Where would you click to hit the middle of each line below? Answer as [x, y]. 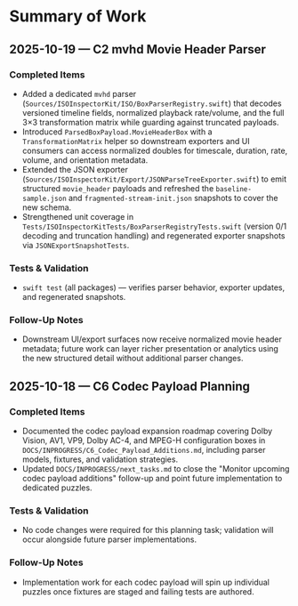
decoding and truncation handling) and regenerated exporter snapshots [153, 235]
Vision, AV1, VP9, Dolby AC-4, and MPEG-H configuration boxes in [144, 440]
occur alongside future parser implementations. [109, 539]
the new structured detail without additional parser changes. [133, 359]
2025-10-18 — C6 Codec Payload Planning [130, 386]
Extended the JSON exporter [75, 169]
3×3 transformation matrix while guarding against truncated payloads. [150, 122]
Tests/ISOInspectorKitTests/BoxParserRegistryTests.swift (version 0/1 [154, 226]
